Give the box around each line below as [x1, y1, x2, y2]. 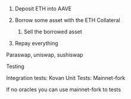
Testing [6, 63, 25, 70]
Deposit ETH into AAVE [14, 5, 72, 12]
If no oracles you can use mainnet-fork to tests [6, 86, 121, 93]
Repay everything [14, 40, 58, 47]
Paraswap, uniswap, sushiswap [6, 51, 83, 58]
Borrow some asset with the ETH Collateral [14, 17, 120, 23]
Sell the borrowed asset [23, 28, 82, 35]
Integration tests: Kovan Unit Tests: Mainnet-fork [6, 75, 126, 81]
